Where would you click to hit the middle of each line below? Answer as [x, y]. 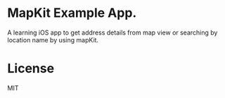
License [31, 69]
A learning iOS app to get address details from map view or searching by [112, 32]
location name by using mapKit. [53, 39]
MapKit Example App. [72, 13]
